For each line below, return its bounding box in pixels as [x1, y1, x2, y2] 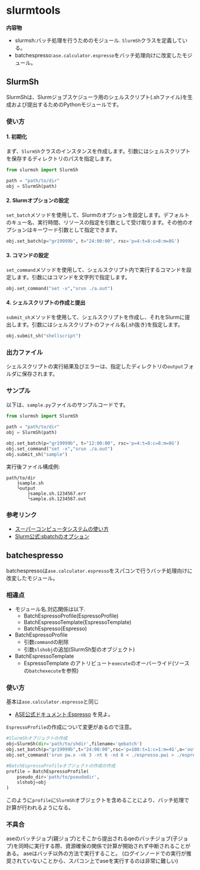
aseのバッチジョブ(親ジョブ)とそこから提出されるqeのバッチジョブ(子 [6, 835, 179, 842]
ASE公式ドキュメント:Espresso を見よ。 [14, 711, 114, 718]
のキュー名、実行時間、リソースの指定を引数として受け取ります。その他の [6, 218, 188, 226]
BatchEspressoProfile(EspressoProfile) [23, 612, 119, 619]
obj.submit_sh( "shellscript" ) [6, 332, 82, 339]
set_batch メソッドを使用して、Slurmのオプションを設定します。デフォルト [6, 211, 190, 218]
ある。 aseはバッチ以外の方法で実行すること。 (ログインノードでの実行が [6, 850, 186, 857]
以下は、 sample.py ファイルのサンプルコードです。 [6, 401, 129, 409]
